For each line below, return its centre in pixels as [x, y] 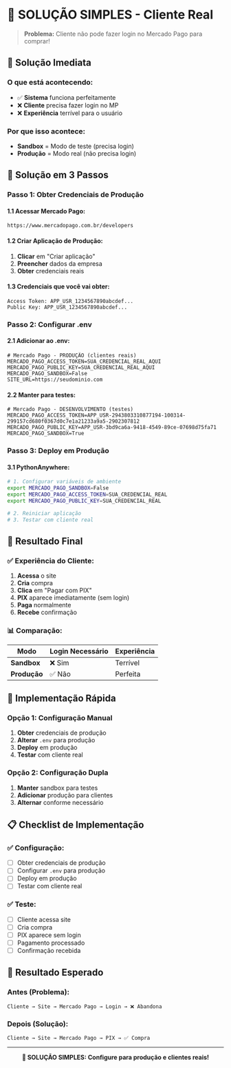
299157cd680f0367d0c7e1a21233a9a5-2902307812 [73, 421]
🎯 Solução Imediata [49, 63]
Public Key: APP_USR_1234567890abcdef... [67, 307]
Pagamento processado [51, 943]
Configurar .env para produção [61, 870]
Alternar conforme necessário [60, 802]
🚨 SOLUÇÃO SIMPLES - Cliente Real [110, 15]
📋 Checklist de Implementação [76, 825]
